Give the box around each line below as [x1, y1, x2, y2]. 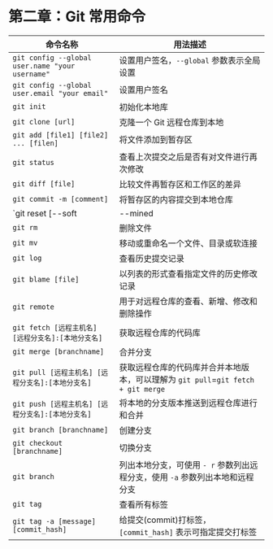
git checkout [12, 438, 63, 447]
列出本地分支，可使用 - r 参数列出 [119, 459, 250, 470]
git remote [12, 302, 54, 312]
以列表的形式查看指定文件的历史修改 [119, 268, 258, 279]
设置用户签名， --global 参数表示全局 [119, 54, 261, 66]
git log [12, 253, 42, 263]
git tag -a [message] [12, 516, 96, 525]
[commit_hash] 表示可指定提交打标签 [119, 526, 258, 538]
